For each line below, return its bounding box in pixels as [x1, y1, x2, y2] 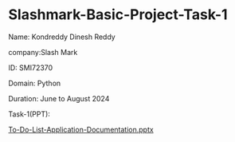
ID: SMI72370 [8, 62, 53, 73]
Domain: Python [8, 78, 61, 88]
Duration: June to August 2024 [8, 93, 110, 103]
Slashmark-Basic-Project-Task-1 [8, 6, 229, 24]
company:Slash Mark [8, 47, 78, 57]
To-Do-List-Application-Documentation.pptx [8, 124, 154, 134]
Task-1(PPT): [8, 109, 50, 119]
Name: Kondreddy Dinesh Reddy [8, 32, 116, 41]
